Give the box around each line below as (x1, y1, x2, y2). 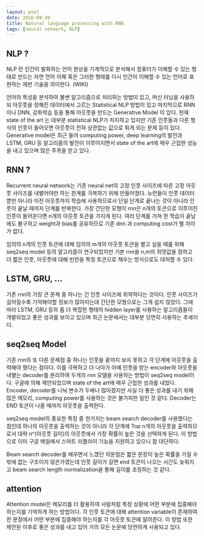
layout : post (6, 9, 40, 15)
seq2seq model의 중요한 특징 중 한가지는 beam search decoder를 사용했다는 (6, 415, 193, 422)
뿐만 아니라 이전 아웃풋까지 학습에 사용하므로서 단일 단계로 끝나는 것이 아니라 (6, 197, 189, 204)
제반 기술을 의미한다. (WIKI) (22, 80, 89, 88)
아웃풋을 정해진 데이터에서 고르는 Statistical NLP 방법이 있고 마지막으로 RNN (12, 101, 195, 108)
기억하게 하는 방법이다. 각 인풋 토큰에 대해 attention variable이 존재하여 (27, 508, 198, 515)
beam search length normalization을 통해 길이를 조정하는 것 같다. (12, 465, 172, 473)
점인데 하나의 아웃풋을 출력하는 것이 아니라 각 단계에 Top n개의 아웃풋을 (6, 422, 177, 429)
